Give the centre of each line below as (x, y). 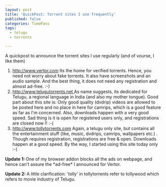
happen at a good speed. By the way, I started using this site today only (85, 144)
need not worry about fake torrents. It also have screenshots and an (81, 76)
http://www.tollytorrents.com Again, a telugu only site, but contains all (83, 128)
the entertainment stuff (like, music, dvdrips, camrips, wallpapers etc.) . (85, 134)
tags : (11, 28)
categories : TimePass (27, 23)
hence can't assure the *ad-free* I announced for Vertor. (63, 164)
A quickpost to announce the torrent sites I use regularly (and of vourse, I (80, 55)
